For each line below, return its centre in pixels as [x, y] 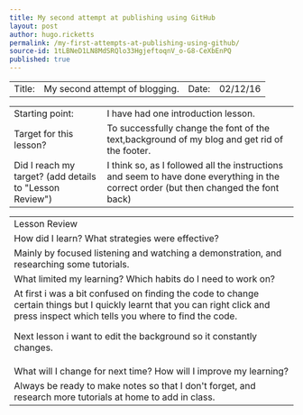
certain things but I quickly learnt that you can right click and [142, 305]
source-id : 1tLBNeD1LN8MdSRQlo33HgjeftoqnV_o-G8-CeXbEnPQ [120, 51]
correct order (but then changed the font [193, 188]
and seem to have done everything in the [193, 176]
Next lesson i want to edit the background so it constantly [136, 336]
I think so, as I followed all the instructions [195, 165]
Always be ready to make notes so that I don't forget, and [135, 386]
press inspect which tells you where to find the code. [125, 316]
